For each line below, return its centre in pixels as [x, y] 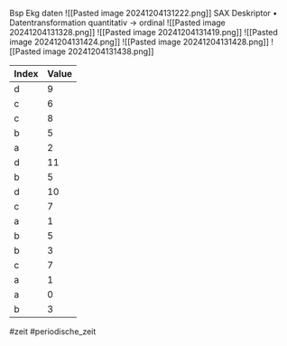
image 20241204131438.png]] [98, 51]
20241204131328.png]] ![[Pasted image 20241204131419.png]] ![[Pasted [143, 32]
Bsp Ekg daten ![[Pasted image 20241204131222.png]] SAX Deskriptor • [143, 13]
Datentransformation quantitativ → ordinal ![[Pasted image [117, 23]
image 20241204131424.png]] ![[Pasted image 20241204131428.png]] [139, 42]
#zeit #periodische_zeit [53, 332]
